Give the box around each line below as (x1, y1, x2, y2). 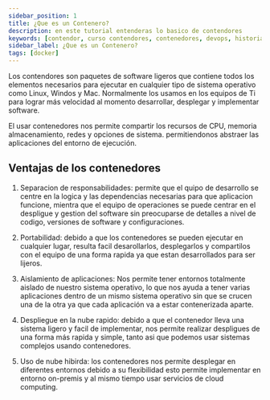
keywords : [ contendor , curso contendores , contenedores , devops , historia (8, 34, 264, 43)
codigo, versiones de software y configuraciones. (19, 216, 185, 226)
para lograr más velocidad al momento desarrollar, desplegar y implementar (8, 97, 260, 106)
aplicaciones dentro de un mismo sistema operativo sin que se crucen (19, 291, 252, 300)
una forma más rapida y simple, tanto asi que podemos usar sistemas (19, 332, 251, 342)
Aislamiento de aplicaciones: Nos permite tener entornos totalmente (19, 274, 246, 283)
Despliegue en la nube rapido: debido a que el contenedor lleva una (19, 315, 245, 324)
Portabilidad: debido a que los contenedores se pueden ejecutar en (19, 233, 243, 242)
